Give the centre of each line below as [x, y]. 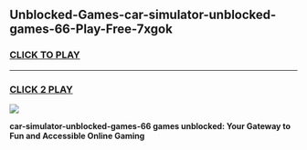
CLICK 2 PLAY [41, 89]
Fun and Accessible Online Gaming [77, 135]
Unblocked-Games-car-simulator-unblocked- [143, 15]
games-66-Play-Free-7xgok [91, 30]
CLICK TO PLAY [45, 55]
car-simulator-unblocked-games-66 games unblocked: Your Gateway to [150, 125]
